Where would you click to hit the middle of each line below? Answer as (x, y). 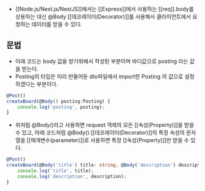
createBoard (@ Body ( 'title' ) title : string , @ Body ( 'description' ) (91, 165)
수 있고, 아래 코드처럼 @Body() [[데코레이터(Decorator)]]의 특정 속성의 (100, 132)
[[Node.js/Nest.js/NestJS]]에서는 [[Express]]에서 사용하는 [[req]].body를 (104, 9)
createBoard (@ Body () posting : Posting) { (59, 101)
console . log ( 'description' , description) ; (72, 176)
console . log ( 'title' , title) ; (56, 171)
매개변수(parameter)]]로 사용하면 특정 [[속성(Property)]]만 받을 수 (110, 140)
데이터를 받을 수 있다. (57, 24)
